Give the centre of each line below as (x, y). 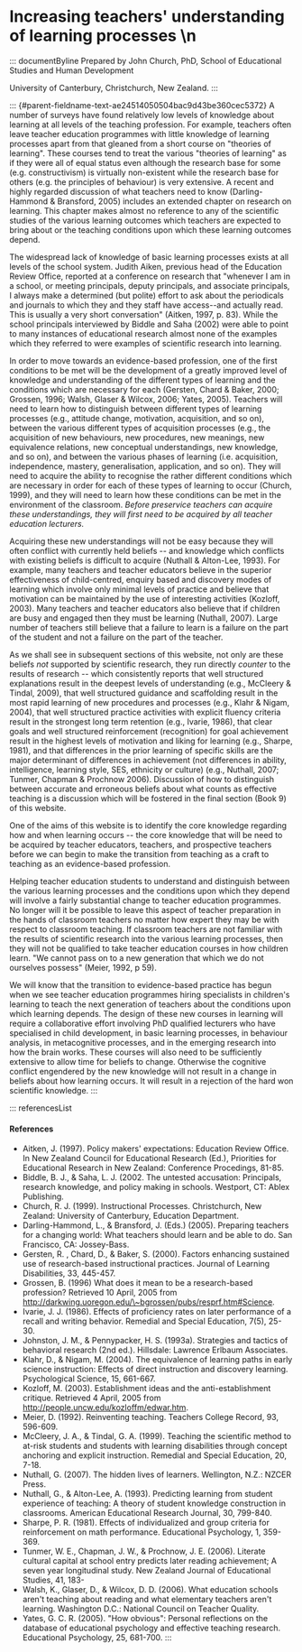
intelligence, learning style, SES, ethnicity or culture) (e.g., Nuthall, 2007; (144, 770)
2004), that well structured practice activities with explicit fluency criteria (145, 712)
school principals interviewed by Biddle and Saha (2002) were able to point (149, 324)
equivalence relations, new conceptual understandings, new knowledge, (144, 447)
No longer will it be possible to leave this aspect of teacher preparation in (145, 909)
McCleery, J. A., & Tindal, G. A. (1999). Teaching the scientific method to (156, 1436)
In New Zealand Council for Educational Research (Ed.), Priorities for (149, 1158)
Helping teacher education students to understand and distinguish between (150, 881)
